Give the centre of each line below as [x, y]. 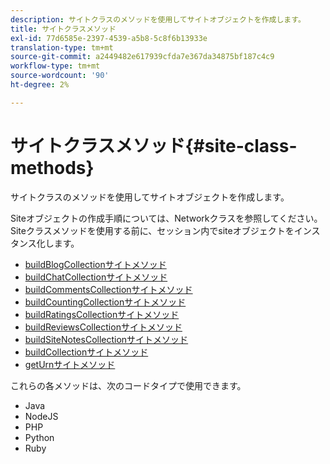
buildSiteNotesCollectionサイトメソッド [106, 339]
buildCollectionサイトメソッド [86, 352]
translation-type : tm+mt [62, 47]
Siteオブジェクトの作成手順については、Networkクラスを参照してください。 [166, 218]
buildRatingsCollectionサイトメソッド [102, 314]
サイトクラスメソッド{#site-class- [154, 145]
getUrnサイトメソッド [70, 364]
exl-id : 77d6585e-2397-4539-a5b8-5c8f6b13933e [109, 38]
